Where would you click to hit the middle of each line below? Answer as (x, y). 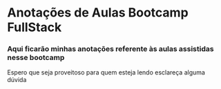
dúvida (17, 80)
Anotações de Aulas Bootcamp (98, 13)
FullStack (35, 27)
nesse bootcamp (36, 58)
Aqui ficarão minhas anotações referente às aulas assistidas (110, 49)
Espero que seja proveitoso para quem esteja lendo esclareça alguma (106, 72)
